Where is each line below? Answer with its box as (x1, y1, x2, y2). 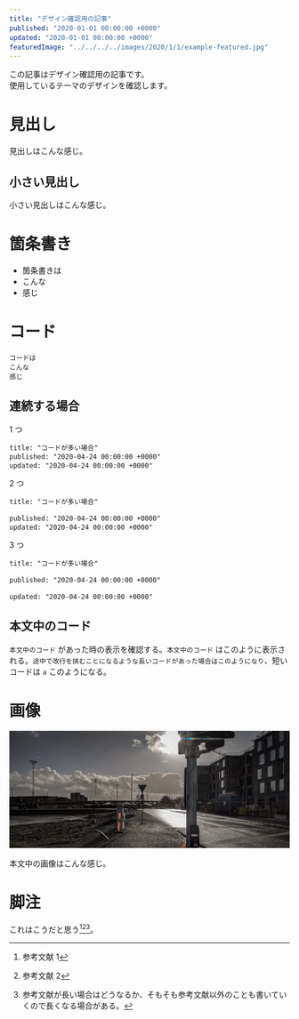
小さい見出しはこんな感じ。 (9, 200, 111, 210)
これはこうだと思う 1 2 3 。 (9, 923, 99, 935)
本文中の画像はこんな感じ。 (9, 858, 111, 869)
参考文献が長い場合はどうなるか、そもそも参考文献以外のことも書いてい (21, 989, 287, 999)
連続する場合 (9, 398, 80, 413)
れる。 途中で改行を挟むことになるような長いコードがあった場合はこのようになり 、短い (9, 654, 288, 666)
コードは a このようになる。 (9, 666, 112, 677)
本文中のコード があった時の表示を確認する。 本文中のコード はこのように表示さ (9, 644, 287, 654)
